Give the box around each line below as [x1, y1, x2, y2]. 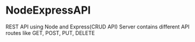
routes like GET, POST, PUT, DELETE [5, 29, 95, 36]
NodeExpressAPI [5, 4, 91, 17]
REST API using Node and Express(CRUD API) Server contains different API [5, 23, 190, 30]
